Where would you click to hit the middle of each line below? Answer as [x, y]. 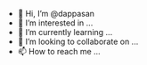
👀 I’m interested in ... [55, 23]
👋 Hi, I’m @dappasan [56, 14]
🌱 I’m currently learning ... [65, 32]
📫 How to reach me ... [59, 51]
